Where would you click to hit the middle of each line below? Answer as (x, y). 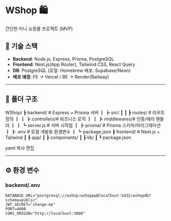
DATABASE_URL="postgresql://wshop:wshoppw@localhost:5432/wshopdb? (78, 196)
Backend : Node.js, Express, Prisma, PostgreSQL (63, 59)
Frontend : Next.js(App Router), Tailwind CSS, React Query (74, 64)
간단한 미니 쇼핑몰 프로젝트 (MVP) (39, 29)
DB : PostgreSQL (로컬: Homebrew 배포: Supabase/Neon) (72, 70)
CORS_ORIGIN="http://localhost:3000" (45, 214)
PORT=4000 (16, 209)
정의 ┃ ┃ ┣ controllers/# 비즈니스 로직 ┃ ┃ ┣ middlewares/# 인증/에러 (80, 119)
